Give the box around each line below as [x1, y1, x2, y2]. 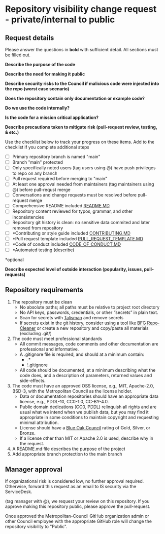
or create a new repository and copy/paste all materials [36, 325, 149, 331]
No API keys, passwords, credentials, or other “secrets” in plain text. [19, 309, 159, 315]
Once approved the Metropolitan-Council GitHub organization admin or [5, 513, 149, 519]
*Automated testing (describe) [12, 247, 75, 253]
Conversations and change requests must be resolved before [12, 192, 137, 198]
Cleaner [19, 325, 36, 331]
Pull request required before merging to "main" [12, 176, 107, 182]
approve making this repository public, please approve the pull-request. [5, 503, 151, 509]
